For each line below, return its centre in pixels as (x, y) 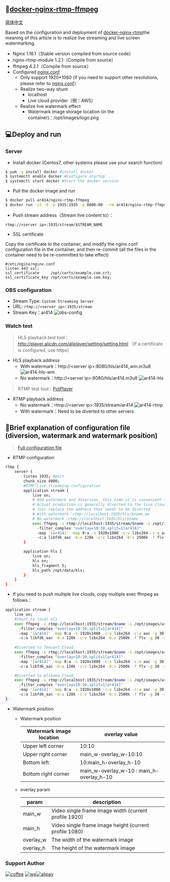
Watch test (19, 326)
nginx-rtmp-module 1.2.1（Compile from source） (64, 60)
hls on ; (40, 561)
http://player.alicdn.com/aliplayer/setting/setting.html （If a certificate (90, 344)
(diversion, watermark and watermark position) (81, 436)
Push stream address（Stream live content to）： (63, 215)
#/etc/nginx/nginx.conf (30, 264)
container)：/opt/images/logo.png (63, 118)
